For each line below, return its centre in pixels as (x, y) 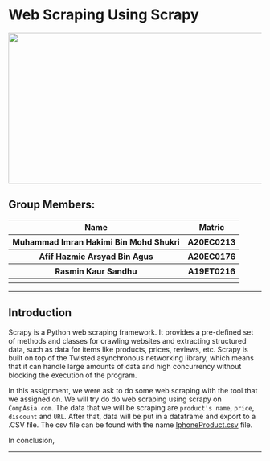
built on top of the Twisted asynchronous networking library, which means (131, 358)
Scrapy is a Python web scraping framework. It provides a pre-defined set (131, 332)
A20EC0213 (212, 241)
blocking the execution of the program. (73, 375)
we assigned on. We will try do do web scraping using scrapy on (115, 399)
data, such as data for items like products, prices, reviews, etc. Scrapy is (129, 349)
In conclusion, (31, 440)
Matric (212, 227)
